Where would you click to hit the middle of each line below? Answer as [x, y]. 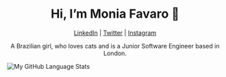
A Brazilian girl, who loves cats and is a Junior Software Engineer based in [115, 46]
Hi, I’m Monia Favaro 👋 [115, 14]
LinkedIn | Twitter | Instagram [115, 33]
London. [115, 53]
